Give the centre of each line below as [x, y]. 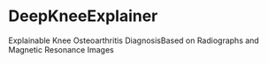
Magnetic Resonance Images [61, 49]
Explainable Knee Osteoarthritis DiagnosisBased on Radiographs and [134, 40]
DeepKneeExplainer [83, 16]
